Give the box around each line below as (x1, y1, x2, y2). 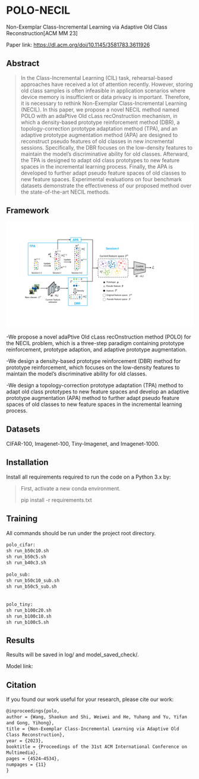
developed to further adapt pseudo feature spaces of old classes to (20, 169, 187, 176)
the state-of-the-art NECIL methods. (20, 188, 110, 195)
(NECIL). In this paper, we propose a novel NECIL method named (20, 105, 179, 113)
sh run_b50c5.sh (6, 554, 46, 560)
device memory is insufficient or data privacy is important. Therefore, (20, 93, 191, 100)
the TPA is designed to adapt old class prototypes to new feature (20, 156, 180, 164)
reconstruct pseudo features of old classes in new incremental (20, 138, 174, 145)
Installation (6, 457, 49, 468)
